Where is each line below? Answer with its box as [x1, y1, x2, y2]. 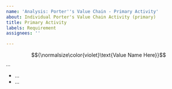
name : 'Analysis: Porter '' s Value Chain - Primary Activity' [6, 8, 159, 15]
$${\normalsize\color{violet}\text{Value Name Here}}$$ [31, 52, 166, 59]
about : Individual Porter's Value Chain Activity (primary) [6, 14, 157, 20]
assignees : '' [6, 30, 41, 36]
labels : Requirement [6, 25, 57, 31]
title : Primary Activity [6, 19, 67, 25]
